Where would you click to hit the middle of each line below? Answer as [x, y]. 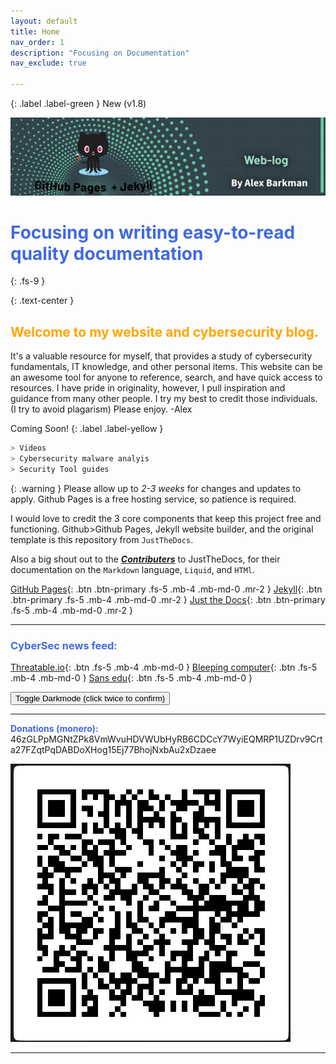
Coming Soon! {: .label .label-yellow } [87, 429]
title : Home [35, 31]
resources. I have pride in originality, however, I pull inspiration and [148, 388]
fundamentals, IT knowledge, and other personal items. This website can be [166, 367]
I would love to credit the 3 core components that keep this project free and [166, 518]
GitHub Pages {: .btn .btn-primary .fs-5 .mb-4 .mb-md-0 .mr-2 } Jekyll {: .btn [166, 589]
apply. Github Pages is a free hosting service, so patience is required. [153, 499]
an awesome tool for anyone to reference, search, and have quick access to [166, 377]
